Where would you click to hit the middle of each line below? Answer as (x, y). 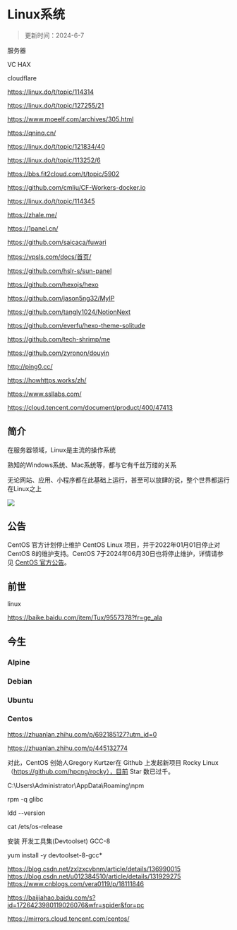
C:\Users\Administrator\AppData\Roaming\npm (76, 785)
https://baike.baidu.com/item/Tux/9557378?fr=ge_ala (85, 617)
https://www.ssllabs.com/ (45, 394)
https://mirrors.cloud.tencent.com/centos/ (68, 919)
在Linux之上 (25, 488)
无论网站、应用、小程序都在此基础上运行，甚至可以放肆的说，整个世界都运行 (119, 480)
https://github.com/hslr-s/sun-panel (60, 271)
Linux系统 (36, 14)
